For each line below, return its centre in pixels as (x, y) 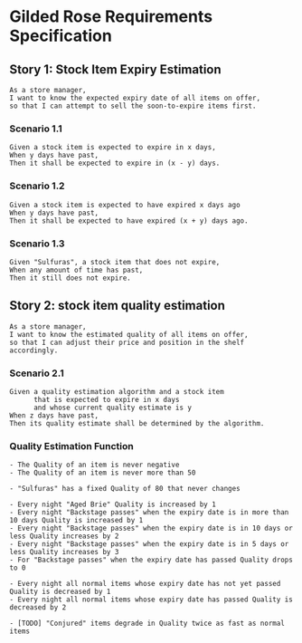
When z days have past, (54, 416)
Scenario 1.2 (37, 186)
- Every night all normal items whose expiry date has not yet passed (145, 584)
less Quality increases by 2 (64, 536)
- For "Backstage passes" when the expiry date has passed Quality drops (151, 560)
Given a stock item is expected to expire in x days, (113, 148)
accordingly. (34, 350)
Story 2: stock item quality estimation (118, 306)
